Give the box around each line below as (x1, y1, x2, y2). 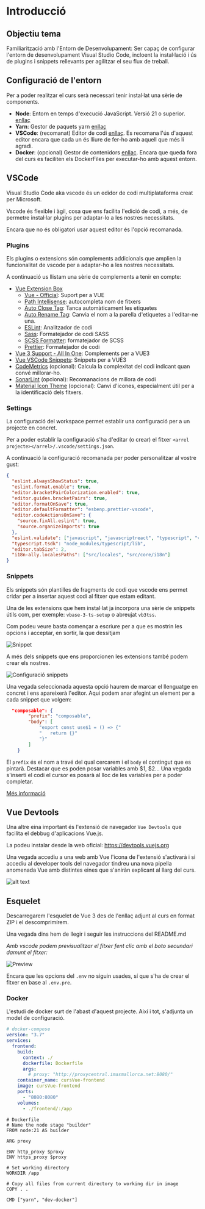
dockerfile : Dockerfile (22, 1060, 84, 1066)
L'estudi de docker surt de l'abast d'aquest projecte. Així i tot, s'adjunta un (6, 1008, 193, 1015)
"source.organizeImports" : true (17, 523, 99, 530)
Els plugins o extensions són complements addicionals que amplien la (6, 254, 182, 262)
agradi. (15, 142, 34, 149)
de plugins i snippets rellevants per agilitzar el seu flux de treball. (6, 58, 170, 65)
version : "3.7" (6, 1032, 45, 1038)
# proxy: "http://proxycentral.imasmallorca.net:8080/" (28, 1072, 173, 1078)
